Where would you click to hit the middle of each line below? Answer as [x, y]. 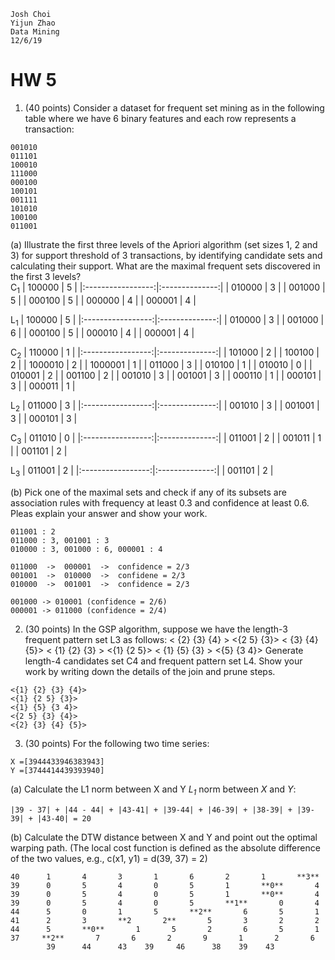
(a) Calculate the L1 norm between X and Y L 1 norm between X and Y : [153, 790]
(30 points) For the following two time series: [117, 743]
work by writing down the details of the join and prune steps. [150, 671]
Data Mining [35, 32]
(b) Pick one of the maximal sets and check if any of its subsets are [148, 492]
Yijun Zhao [33, 23]
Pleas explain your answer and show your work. [109, 513]
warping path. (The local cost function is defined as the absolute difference [165, 847]
